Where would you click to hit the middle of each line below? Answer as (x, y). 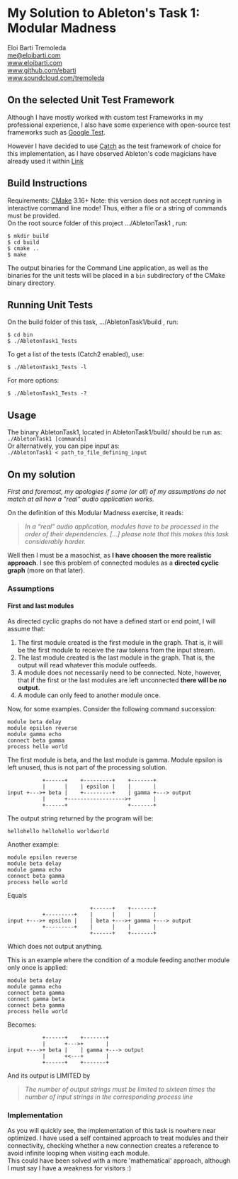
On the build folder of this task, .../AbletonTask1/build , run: (93, 322)
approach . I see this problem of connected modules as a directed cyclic (113, 563)
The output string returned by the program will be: (80, 818)
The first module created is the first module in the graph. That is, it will (120, 643)
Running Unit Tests (50, 305)
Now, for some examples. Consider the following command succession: (112, 709)
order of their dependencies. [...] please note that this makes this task (126, 534)
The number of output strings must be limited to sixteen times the (120, 1090)
